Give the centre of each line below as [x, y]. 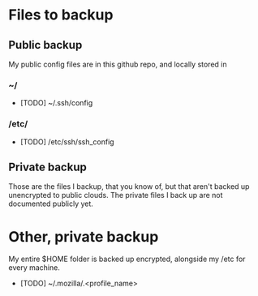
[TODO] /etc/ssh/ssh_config [67, 142]
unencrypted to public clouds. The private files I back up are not [116, 195]
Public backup [45, 45]
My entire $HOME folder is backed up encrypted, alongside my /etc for [127, 259]
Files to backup [61, 15]
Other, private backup [84, 236]
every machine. [34, 268]
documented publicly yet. [51, 204]
